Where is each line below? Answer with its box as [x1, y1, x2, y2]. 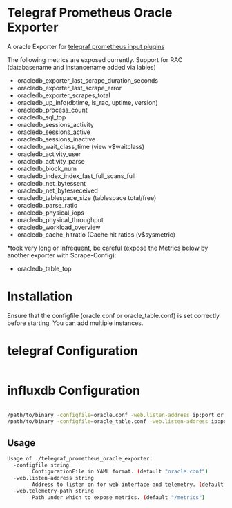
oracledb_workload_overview [17, 223, 101, 231]
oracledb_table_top [17, 264, 72, 273]
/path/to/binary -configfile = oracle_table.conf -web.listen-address [7, 418, 209, 425]
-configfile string [13, 462, 70, 469]
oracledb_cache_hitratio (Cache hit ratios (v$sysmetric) [17, 230, 176, 239]
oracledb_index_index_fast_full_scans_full [17, 171, 136, 180]
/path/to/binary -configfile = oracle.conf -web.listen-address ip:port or [7, 411, 224, 418]
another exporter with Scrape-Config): [7, 251, 117, 260]
